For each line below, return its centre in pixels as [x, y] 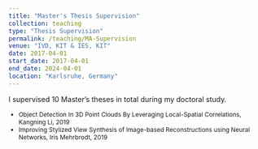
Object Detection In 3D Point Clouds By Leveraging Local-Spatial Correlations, [130, 114]
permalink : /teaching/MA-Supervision [72, 38]
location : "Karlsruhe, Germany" [63, 76]
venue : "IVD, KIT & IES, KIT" [60, 46]
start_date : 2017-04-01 [49, 62]
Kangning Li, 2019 [44, 122]
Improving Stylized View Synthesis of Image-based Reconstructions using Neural [135, 129]
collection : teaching [45, 23]
